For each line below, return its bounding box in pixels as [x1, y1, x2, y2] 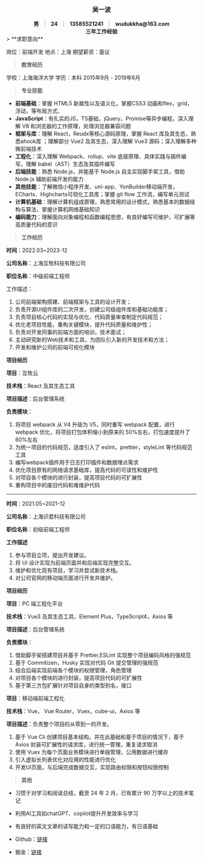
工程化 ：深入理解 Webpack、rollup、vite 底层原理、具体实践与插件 [14, 153, 181, 160]
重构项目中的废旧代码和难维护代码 [14, 482, 100, 489]
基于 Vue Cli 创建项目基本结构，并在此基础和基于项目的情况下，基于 [14, 733, 184, 740]
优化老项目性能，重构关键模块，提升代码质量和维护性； [14, 321, 153, 328]
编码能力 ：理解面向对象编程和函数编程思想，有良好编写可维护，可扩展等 [14, 213, 195, 221]
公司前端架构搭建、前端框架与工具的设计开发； [14, 298, 132, 305]
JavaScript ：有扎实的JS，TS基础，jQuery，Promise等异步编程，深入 [14, 115, 188, 122]
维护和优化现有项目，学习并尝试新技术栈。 [14, 567, 121, 574]
